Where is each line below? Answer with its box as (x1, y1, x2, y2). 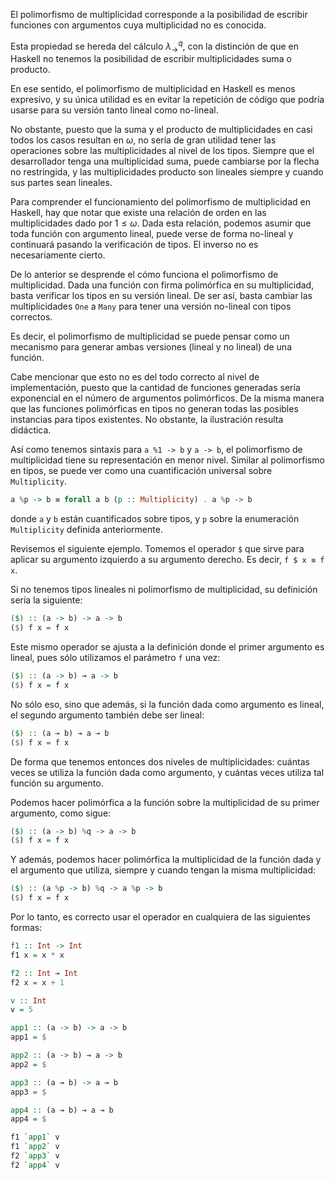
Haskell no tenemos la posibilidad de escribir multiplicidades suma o (10, 53, 292, 65)
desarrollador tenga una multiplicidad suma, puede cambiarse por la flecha (10, 155, 320, 168)
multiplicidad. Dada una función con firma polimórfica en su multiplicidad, (10, 279, 315, 291)
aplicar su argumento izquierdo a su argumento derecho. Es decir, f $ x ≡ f (10, 554, 325, 566)
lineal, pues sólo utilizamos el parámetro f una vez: (10, 652, 221, 664)
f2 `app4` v (10, 1160, 60, 1170)
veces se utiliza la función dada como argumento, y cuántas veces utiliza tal (10, 766, 325, 778)
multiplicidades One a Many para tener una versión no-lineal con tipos (10, 300, 292, 313)
